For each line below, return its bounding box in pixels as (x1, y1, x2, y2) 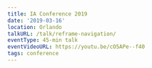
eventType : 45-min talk (7, 37, 78, 44)
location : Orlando (7, 23, 62, 30)
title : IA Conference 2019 (7, 10, 88, 18)
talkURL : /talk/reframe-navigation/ (7, 30, 116, 38)
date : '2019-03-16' (7, 17, 66, 24)
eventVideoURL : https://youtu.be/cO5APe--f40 (7, 43, 145, 50)
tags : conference (7, 50, 59, 57)
